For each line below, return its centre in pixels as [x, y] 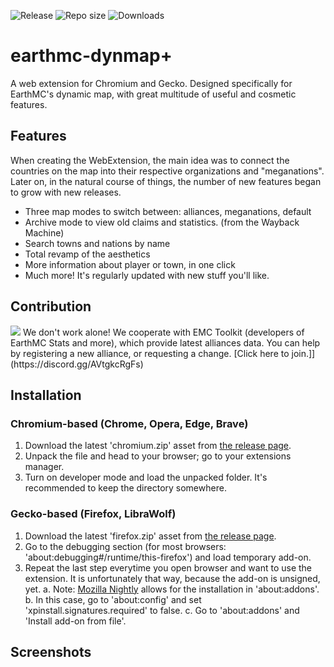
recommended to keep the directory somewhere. [125, 488]
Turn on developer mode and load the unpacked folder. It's [146, 477]
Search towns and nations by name [97, 243]
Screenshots [51, 651]
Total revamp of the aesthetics [87, 254]
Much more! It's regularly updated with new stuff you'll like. [147, 275]
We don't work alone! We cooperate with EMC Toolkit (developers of [163, 332]
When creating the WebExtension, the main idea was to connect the [150, 160]
